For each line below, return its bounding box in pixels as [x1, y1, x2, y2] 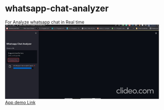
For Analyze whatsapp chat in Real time [5, 19, 84, 25]
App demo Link [5, 99, 36, 105]
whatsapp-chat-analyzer [5, 3, 109, 14]
